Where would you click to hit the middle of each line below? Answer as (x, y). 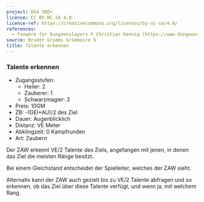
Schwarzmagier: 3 (47, 99)
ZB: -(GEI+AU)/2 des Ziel (46, 112)
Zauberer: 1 (38, 93)
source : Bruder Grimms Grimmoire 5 (51, 40)
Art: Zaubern (31, 138)
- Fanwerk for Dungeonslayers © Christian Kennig (76, 35)
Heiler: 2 (35, 87)
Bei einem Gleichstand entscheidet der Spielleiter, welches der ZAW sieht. (99, 168)
